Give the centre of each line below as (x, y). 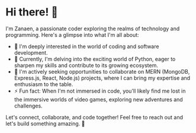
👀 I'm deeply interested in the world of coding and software (86, 46)
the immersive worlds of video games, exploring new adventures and (98, 99)
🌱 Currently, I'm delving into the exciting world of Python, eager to (95, 59)
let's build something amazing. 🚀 (45, 123)
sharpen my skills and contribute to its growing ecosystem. (86, 65)
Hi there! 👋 (32, 12)
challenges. (28, 106)
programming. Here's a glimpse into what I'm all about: (73, 34)
